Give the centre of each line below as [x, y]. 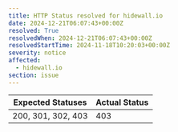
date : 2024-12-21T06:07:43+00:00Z [66, 23]
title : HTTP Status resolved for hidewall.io [85, 16]
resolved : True [34, 30]
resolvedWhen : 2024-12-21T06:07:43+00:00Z [80, 38]
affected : [25, 61]
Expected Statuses [50, 102]
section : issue [34, 75]
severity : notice [37, 53]
